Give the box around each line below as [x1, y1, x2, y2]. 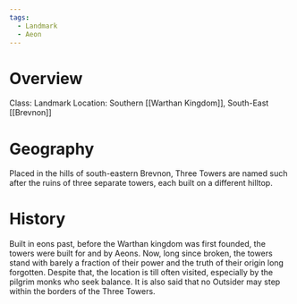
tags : [9, 13, 30, 22]
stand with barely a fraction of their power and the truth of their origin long [9, 258, 284, 268]
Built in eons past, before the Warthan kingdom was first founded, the [9, 239, 267, 249]
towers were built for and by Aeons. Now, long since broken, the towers [9, 248, 273, 259]
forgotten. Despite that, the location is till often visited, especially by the [9, 267, 274, 278]
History [9, 209, 66, 229]
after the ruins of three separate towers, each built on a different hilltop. [9, 178, 273, 189]
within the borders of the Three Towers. [9, 286, 156, 297]
